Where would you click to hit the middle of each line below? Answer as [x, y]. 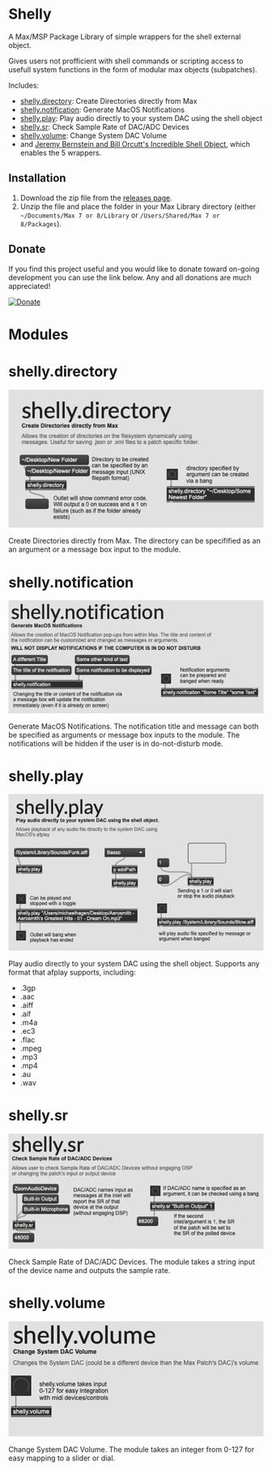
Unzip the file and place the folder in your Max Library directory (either [138, 206]
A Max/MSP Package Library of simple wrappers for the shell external [125, 37]
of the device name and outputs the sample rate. [89, 1271]
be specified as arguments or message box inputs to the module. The [124, 734]
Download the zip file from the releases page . [96, 198]
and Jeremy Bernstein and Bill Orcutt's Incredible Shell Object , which [135, 144]
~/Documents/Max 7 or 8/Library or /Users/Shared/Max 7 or [120, 215]
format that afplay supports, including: [72, 972]
